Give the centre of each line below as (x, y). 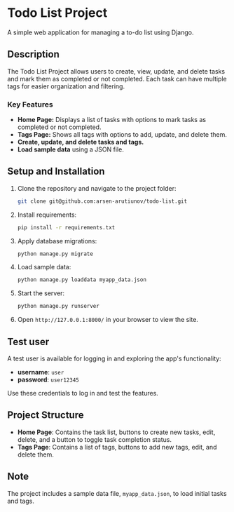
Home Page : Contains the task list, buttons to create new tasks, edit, (116, 432)
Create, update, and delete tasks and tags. (81, 142)
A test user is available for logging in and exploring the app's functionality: (115, 358)
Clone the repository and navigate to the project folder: (97, 188)
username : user (41, 372)
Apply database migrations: (57, 241)
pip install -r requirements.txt (66, 227)
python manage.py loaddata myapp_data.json (82, 280)
